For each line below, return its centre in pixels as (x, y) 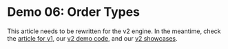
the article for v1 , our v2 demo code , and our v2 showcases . (92, 38)
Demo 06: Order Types (73, 12)
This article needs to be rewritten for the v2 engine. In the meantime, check (114, 31)
